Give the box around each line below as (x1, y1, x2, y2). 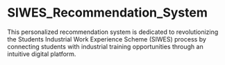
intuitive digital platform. (7, 50, 76, 58)
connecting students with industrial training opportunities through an (7, 42, 203, 50)
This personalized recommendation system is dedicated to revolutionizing (7, 28, 219, 36)
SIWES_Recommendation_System (7, 5, 208, 21)
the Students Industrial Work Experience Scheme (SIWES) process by (7, 35, 207, 43)
